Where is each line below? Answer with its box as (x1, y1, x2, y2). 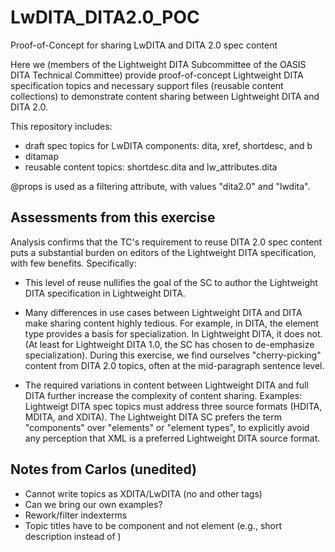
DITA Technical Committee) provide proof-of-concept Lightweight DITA (10, 69, 304, 81)
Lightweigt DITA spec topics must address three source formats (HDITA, (24, 400, 323, 412)
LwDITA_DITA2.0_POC (10, 6, 200, 29)
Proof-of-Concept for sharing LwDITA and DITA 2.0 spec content (10, 39, 278, 51)
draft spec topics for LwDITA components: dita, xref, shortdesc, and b (24, 139, 313, 151)
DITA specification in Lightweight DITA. (24, 287, 186, 299)
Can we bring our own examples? (24, 498, 163, 510)
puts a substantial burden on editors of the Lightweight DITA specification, (10, 246, 317, 258)
